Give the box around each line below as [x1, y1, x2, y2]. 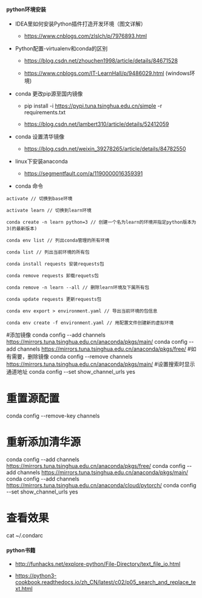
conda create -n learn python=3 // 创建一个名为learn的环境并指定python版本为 [6, 219, 197, 225]
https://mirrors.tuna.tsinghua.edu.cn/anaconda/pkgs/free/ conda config [6, 462, 186, 470]
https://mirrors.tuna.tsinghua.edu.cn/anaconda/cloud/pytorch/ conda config [6, 482, 197, 489]
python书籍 [6, 546, 36, 554]
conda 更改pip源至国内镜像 [15, 90, 83, 97]
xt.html [15, 585, 33, 593]
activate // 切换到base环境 [6, 196, 73, 202]
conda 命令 [15, 182, 44, 190]
